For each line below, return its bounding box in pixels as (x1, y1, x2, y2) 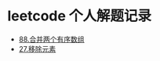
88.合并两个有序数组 (18, 34, 85, 44)
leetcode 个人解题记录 (7, 7, 152, 25)
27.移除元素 (18, 44, 56, 53)
